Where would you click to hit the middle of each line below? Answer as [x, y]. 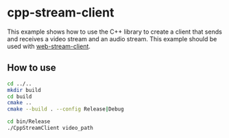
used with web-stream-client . [49, 46]
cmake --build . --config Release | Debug [66, 109]
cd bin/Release [29, 122]
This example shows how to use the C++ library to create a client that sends [115, 32]
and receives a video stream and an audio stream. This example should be [112, 38]
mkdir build [24, 90]
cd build [20, 96]
